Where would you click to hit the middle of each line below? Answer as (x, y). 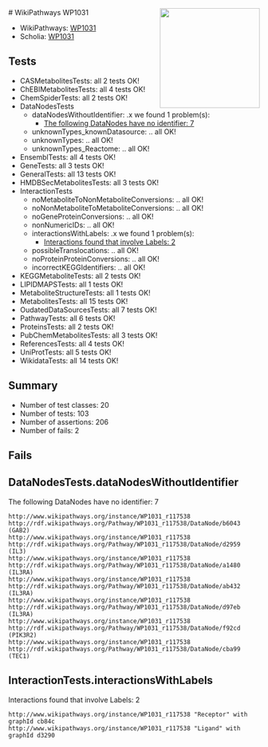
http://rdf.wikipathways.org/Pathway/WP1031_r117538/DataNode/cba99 (124, 649)
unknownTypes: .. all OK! (72, 140)
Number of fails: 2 (49, 430)
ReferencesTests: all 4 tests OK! (72, 343)
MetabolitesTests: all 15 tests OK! (74, 301)
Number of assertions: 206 (64, 421)
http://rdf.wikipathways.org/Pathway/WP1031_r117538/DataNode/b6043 (124, 523)
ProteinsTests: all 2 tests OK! (67, 326)
